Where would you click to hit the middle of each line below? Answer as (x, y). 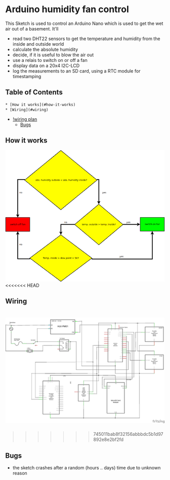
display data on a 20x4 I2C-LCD (46, 65)
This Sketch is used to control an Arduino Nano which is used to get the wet (84, 23)
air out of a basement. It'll (32, 28)
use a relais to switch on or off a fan (50, 60)
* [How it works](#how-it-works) (40, 105)
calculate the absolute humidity (45, 49)
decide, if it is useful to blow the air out (53, 55)
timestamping (27, 76)
